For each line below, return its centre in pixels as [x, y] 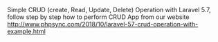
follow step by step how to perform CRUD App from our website [98, 17]
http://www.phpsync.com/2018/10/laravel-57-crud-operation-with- [103, 24]
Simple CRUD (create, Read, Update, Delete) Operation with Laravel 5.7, [109, 10]
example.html [27, 31]
